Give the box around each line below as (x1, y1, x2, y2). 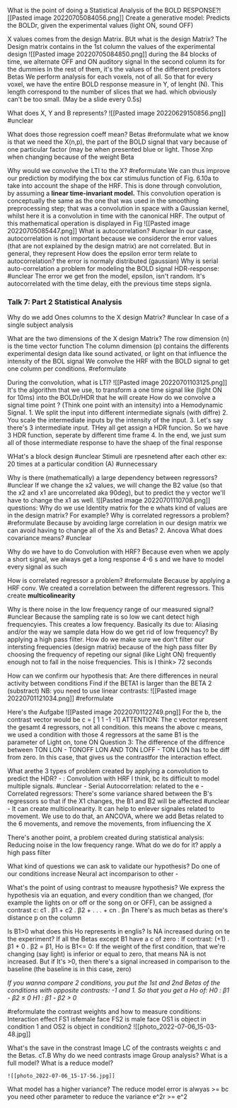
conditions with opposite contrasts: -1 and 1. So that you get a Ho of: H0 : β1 (7, 986, 230, 995)
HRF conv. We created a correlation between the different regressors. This (7, 584, 225, 593)
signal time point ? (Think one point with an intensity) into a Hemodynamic (7, 401, 224, 410)
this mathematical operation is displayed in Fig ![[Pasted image (7, 219, 190, 228)
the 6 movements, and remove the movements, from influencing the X (7, 819, 212, 828)
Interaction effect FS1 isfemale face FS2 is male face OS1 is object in (7, 1015, 207, 1024)
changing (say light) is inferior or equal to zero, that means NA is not (7, 950, 207, 958)
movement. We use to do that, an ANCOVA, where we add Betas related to (7, 812, 224, 821)
